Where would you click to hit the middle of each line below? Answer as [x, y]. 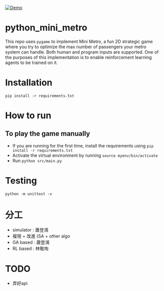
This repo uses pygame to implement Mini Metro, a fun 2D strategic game [79, 41]
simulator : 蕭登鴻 [30, 230]
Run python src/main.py [37, 160]
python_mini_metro [46, 28]
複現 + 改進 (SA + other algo [41, 236]
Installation [29, 83]
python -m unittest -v [29, 194]
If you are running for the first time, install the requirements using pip [83, 145]
